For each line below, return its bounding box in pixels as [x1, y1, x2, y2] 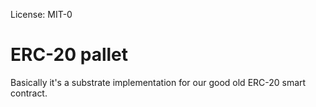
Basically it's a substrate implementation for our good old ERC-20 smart [10, 76, 307, 88]
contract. [10, 87, 48, 99]
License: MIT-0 [10, 9, 73, 20]
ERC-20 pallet [10, 44, 129, 66]
